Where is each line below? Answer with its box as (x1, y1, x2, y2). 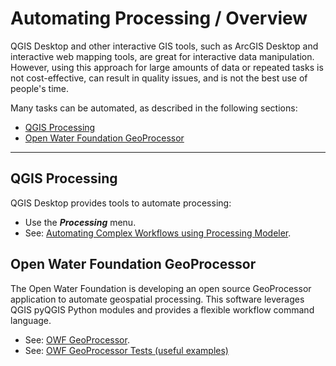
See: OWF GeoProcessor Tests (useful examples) (24, 344, 229, 356)
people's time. (10, 82, 70, 94)
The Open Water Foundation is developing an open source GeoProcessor (10, 282, 312, 294)
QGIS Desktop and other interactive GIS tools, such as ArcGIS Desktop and (10, 40, 319, 52)
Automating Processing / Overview (10, 7, 308, 30)
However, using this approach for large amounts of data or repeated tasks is (10, 61, 324, 73)
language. (10, 314, 52, 326)
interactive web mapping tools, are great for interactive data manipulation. (10, 50, 315, 62)
